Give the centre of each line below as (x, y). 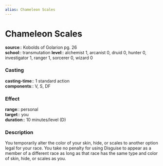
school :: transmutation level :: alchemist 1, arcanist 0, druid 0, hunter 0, (76, 52)
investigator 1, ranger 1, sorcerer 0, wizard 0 (49, 58)
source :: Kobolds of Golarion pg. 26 (41, 47)
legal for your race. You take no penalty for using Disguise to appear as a (78, 148)
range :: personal (22, 109)
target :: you (17, 115)
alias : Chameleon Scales (30, 10)
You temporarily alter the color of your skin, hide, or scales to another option (81, 143)
